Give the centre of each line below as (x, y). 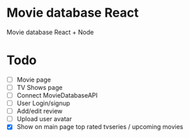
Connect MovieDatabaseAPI (57, 95)
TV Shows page (39, 87)
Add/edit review (39, 111)
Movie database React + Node (50, 32)
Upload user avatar (44, 119)
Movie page (34, 79)
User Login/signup (43, 103)
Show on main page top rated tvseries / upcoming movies (100, 127)
